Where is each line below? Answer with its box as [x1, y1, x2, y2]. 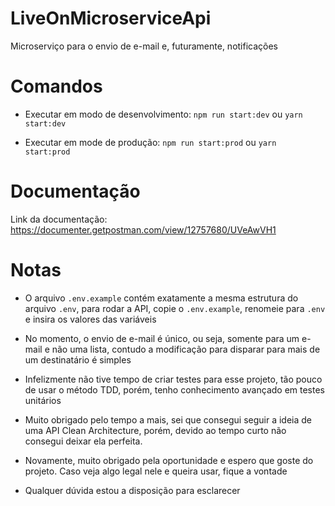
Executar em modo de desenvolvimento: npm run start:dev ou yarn [24, 108, 303, 120]
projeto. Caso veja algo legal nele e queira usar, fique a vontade [24, 465, 288, 477]
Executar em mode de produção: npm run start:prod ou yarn [24, 136, 277, 148]
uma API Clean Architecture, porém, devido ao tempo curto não [24, 424, 287, 436]
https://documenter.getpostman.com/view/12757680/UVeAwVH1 [10, 223, 277, 236]
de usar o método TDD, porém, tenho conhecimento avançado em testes [24, 383, 326, 396]
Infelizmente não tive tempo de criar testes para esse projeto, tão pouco [24, 373, 323, 385]
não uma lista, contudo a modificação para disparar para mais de [51, 343, 321, 355]
